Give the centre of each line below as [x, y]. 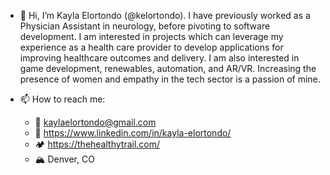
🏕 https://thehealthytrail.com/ [97, 144]
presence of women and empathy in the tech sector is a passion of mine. [170, 79]
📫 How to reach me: [62, 99]
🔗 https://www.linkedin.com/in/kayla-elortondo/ [133, 133]
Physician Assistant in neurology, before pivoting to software [145, 26]
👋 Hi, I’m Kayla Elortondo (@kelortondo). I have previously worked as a [165, 15]
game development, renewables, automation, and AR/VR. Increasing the [168, 68]
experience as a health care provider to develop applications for [151, 47]
